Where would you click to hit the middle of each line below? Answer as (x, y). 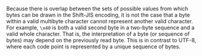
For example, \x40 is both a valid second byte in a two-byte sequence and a (100, 27)
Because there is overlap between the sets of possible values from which (97, 9)
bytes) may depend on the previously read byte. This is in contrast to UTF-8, (101, 40)
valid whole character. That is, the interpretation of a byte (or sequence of (98, 34)
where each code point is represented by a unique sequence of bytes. (93, 46)
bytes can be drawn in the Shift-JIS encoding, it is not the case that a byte (98, 15)
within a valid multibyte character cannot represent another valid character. (99, 21)
